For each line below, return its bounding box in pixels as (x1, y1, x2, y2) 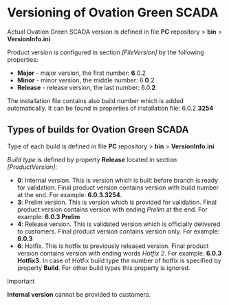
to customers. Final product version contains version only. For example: (17, 227, 220, 235)
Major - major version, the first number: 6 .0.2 (17, 69, 146, 77)
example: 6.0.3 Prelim (17, 212, 80, 221)
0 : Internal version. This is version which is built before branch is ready (17, 176, 219, 184)
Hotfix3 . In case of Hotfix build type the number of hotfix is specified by (17, 256, 221, 264)
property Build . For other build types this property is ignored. (17, 263, 190, 272)
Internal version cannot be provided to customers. (7, 290, 151, 298)
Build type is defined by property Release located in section (7, 155, 177, 163)
